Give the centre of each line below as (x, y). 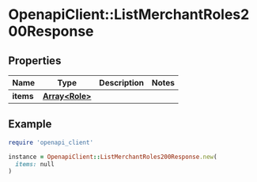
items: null (35, 164)
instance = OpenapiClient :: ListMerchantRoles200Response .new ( (113, 157)
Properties (35, 61)
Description (121, 83)
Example (30, 124)
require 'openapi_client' (51, 142)
